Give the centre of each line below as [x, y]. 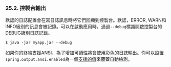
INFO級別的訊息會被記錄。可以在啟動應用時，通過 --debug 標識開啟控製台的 [84, 27]
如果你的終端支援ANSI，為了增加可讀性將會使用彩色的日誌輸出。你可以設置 [84, 53]
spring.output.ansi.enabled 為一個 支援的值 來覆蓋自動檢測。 [69, 59]
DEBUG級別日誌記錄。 [29, 33]
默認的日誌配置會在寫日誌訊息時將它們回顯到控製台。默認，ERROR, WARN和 [86, 20]
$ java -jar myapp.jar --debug [39, 43]
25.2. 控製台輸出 [26, 8]
